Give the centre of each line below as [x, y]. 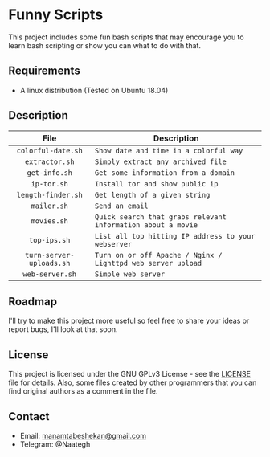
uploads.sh [50, 263]
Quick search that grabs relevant [160, 217]
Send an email [121, 206]
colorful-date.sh [49, 151]
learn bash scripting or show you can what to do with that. [104, 45]
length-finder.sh [49, 195]
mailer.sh [49, 206]
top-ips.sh [50, 240]
